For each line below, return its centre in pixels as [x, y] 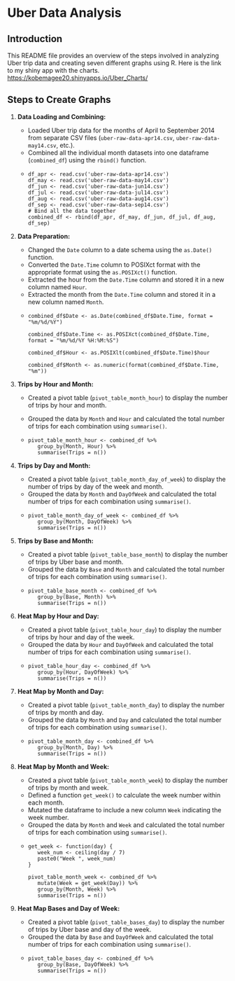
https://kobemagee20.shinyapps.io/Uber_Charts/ [78, 78]
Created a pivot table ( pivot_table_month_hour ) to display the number [128, 398]
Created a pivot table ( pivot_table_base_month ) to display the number [128, 554]
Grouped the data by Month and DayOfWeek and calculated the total [122, 494]
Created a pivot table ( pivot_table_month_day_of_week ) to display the [127, 479]
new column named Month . [66, 302]
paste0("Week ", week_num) [77, 858]
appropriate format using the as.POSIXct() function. [102, 272]
